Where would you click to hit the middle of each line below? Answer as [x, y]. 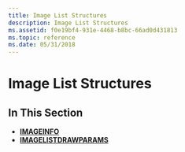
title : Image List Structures [58, 15]
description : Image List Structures [68, 23]
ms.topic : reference [42, 37]
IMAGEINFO [39, 132]
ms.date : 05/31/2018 [42, 45]
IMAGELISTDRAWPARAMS [64, 140]
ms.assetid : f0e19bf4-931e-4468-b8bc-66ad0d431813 [93, 30]
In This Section [46, 112]
